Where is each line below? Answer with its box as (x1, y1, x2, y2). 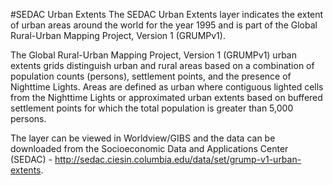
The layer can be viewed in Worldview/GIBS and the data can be (10, 132, 276, 144)
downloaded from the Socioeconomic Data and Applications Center (10, 143, 289, 154)
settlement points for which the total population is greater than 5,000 (10, 102, 294, 114)
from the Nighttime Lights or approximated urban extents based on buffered (10, 92, 323, 103)
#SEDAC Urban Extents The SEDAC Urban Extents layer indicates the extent (10, 9, 324, 20)
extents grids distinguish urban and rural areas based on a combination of (10, 60, 315, 71)
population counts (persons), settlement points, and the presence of (10, 70, 292, 82)
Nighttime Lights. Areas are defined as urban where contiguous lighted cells (10, 81, 324, 93)
